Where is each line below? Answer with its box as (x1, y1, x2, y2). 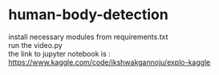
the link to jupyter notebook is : (8, 49, 111, 58)
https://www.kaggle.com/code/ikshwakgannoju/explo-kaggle (8, 57, 211, 67)
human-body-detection (8, 6, 168, 24)
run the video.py (8, 40, 63, 49)
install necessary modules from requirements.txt (8, 32, 168, 41)
